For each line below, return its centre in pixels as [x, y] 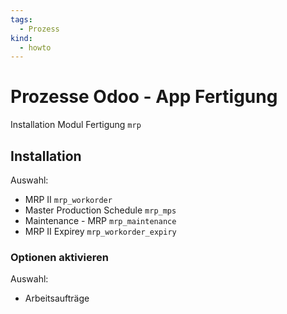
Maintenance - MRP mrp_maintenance [100, 220]
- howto [35, 47]
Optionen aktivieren [59, 257]
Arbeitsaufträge [57, 298]
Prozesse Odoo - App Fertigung [144, 97]
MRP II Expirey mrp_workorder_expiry [100, 231]
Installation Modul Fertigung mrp [76, 125]
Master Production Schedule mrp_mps [100, 210]
